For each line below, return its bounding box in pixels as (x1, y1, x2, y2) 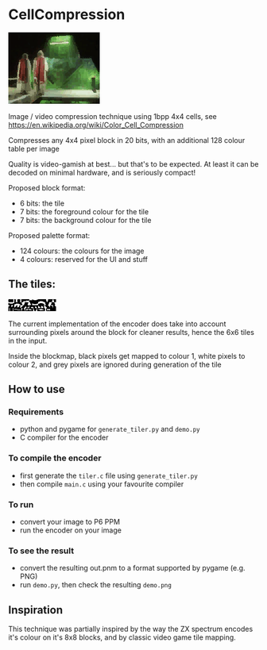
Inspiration (8, 603, 64, 617)
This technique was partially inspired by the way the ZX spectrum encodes (8, 625, 253, 634)
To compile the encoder (8, 452, 102, 463)
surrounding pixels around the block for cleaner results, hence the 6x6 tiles (8, 327, 254, 337)
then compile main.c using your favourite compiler (19, 479, 184, 489)
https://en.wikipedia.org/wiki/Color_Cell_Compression (8, 120, 184, 129)
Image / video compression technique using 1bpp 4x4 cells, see (8, 111, 217, 121)
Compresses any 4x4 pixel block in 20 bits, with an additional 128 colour (8, 135, 246, 144)
